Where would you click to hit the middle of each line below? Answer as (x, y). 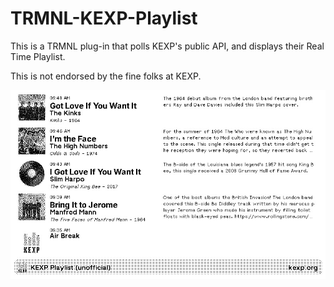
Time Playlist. (38, 56)
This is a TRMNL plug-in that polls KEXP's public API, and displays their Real (167, 46)
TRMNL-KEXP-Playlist (104, 18)
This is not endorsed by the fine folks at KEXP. (106, 76)
